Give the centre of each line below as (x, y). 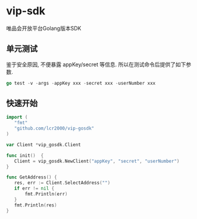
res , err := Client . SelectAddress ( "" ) (62, 183)
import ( (17, 118)
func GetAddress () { (32, 177)
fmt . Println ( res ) (36, 205)
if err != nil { (34, 189)
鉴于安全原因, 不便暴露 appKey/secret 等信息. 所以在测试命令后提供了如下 (96, 64)
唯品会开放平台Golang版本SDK (44, 28)
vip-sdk (26, 11)
